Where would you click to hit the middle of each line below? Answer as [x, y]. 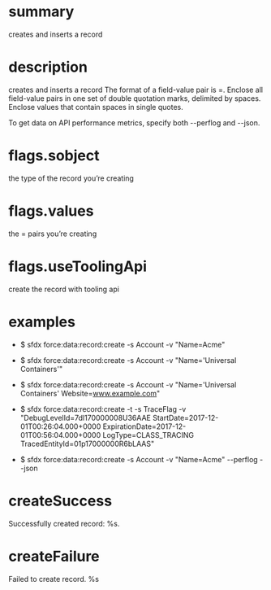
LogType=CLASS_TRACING [148, 435]
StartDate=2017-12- [186, 417]
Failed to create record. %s [54, 579]
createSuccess [60, 501]
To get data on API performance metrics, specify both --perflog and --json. [134, 122]
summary [41, 12]
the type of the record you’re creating [71, 178]
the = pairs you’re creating [53, 234]
